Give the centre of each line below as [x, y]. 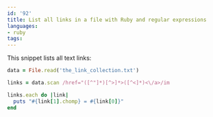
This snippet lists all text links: [49, 58]
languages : [23, 26]
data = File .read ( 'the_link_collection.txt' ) [73, 71]
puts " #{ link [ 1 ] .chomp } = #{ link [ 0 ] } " [69, 101]
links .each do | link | [38, 95]
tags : [15, 39]
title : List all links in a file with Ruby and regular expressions [107, 20]
